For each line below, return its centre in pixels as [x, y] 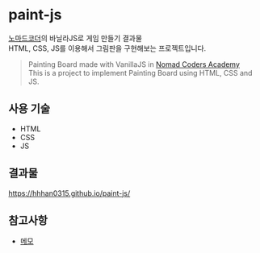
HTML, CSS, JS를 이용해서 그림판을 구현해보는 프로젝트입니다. [107, 48]
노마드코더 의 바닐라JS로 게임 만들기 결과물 [75, 38]
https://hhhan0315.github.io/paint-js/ [69, 193]
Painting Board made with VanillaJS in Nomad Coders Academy [134, 64]
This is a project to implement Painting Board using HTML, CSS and [140, 73]
